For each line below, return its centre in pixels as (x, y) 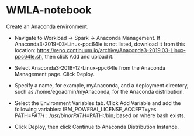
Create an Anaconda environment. (47, 26)
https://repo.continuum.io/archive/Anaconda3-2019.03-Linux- (111, 50)
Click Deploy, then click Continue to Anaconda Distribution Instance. (97, 127)
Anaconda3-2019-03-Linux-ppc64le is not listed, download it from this (100, 44)
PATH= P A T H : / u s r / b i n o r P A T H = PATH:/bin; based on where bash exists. (100, 115)
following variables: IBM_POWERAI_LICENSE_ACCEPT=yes (85, 109)
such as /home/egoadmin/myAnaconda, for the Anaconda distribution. (99, 91)
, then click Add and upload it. (78, 56)
